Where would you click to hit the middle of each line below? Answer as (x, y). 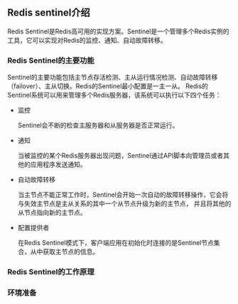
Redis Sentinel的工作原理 (51, 272)
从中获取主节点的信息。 (65, 252)
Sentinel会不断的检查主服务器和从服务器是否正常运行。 (98, 125)
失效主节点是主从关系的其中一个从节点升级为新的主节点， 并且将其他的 (128, 204)
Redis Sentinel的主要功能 (51, 61)
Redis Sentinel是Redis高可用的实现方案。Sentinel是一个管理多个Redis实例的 (118, 31)
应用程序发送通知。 (58, 164)
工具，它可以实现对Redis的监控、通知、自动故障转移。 (87, 40)
